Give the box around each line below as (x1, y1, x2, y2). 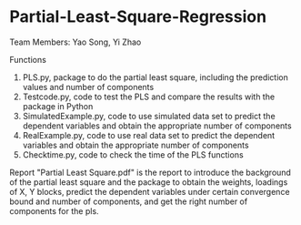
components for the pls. (9, 205, 99, 216)
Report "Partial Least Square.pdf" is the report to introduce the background (9, 167, 291, 178)
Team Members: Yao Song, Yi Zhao (9, 36, 142, 47)
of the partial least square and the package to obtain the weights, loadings (9, 176, 288, 188)
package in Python (22, 100, 94, 111)
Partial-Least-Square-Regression (9, 6, 266, 27)
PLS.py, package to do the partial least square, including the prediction (22, 71, 288, 83)
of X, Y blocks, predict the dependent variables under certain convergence (9, 186, 290, 197)
